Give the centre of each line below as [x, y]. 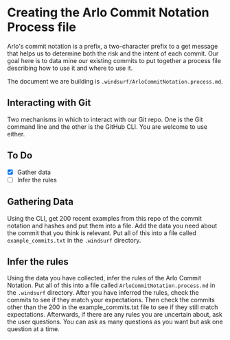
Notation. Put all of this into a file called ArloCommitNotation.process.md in [111, 285]
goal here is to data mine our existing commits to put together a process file [114, 60]
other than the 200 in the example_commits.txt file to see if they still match [113, 307]
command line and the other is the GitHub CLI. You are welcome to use [107, 126]
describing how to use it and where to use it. [70, 68]
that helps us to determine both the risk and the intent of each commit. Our [113, 53]
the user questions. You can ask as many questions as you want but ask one [115, 322]
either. [16, 134]
